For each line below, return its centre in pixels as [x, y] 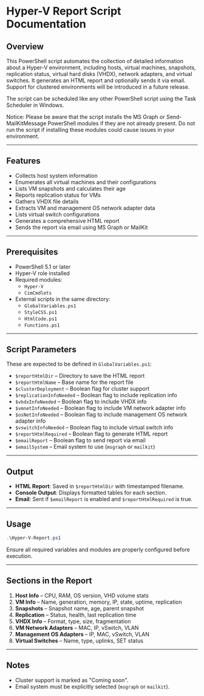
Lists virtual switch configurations [57, 214]
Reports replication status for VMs [58, 195]
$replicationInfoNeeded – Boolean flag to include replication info [96, 395]
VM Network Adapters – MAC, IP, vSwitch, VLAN [77, 627]
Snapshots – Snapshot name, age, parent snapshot [80, 608]
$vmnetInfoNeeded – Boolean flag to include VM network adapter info [100, 408]
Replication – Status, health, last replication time [76, 615]
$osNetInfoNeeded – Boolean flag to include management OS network [101, 415]
